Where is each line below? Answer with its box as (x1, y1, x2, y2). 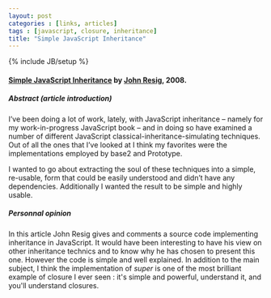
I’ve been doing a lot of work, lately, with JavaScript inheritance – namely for (8, 114, 264, 124)
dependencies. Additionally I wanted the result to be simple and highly (8, 181, 243, 191)
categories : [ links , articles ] (8, 19, 117, 28)
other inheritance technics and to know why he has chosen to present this (8, 246, 256, 256)
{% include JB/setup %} (8, 57, 89, 66)
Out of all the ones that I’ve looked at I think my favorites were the (8, 139, 228, 150)
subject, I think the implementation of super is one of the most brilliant (8, 263, 242, 273)
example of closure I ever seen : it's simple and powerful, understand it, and (8, 272, 261, 282)
